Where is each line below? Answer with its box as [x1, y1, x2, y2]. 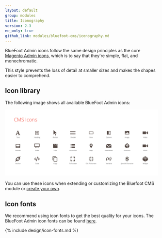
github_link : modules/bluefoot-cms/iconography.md [5, 34, 110, 39]
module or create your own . [5, 186, 61, 192]
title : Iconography [5, 18, 45, 23]
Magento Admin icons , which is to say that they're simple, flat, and [5, 53, 138, 59]
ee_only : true [5, 28, 34, 34]
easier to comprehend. [5, 73, 50, 78]
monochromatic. [5, 58, 38, 63]
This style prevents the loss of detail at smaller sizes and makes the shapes [5, 67, 156, 73]
